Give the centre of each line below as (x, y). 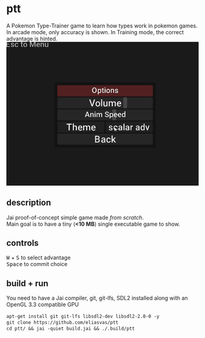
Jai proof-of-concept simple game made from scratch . (75, 217)
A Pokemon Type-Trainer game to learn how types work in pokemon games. (102, 26)
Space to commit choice (37, 264)
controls (23, 243)
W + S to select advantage (39, 257)
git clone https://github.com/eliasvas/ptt (63, 323)
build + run (27, 283)
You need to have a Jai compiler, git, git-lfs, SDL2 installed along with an (97, 298)
